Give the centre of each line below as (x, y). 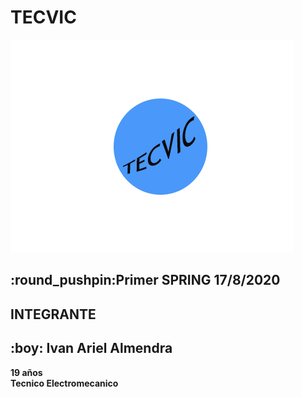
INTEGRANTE (53, 314)
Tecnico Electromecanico (64, 383)
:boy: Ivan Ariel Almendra (91, 348)
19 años (26, 372)
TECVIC (43, 17)
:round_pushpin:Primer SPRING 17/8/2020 (145, 280)
